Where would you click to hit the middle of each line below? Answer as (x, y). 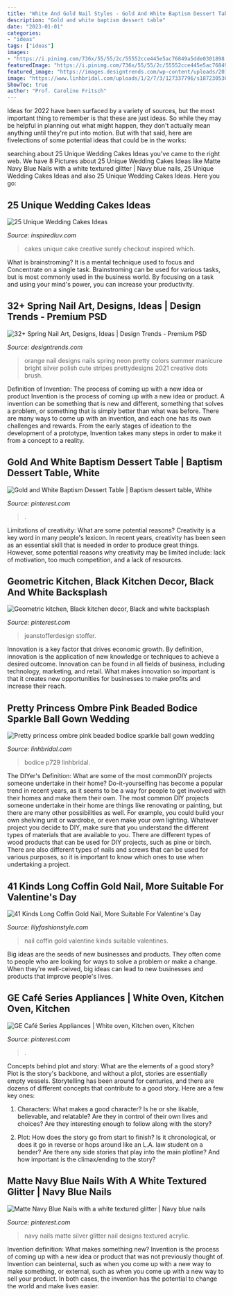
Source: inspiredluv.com (42, 235)
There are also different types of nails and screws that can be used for (108, 850)
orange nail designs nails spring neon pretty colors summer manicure (123, 360)
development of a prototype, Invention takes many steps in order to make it (114, 433)
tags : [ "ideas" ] (31, 46)
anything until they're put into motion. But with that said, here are (100, 133)
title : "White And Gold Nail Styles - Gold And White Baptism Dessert (111, 14)
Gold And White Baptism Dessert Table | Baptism (115, 462)
